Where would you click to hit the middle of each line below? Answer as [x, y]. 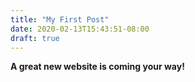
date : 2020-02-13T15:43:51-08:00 [80, 29]
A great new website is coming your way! [97, 67]
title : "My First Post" [60, 19]
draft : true [35, 38]
